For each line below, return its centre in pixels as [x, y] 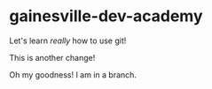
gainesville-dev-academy [106, 16]
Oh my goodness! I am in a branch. [73, 74]
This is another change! [52, 57]
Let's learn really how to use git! [68, 41]
